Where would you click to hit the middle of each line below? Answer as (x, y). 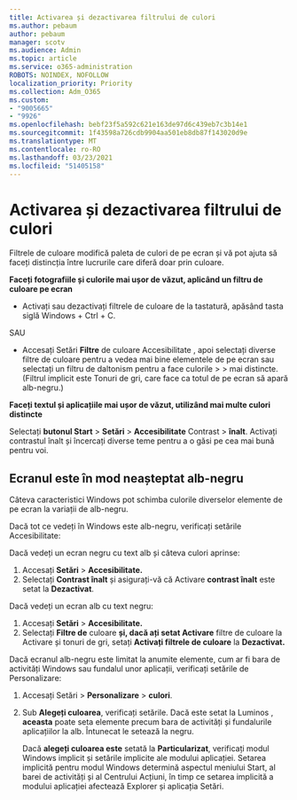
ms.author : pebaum (43, 26)
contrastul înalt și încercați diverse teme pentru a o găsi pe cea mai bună (142, 441)
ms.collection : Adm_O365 (55, 91)
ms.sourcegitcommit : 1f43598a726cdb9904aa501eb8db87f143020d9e (129, 133)
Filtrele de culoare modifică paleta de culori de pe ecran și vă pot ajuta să (143, 253)
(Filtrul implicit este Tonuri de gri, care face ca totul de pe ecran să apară (155, 379)
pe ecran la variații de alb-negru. (69, 509)
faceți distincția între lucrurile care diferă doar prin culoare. (117, 263)
